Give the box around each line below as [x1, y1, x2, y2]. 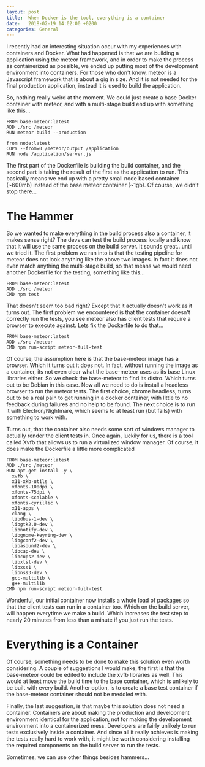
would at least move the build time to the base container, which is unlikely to [6, 677, 199, 685]
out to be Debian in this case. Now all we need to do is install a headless [6, 381, 188, 388]
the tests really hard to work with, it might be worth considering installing [6, 735, 190, 742]
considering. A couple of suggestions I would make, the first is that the [6, 665, 185, 672]
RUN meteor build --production [6, 129, 86, 136]
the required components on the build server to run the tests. [6, 742, 160, 749]
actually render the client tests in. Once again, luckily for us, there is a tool [6, 432, 193, 439]
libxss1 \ [12, 565, 37, 571]
